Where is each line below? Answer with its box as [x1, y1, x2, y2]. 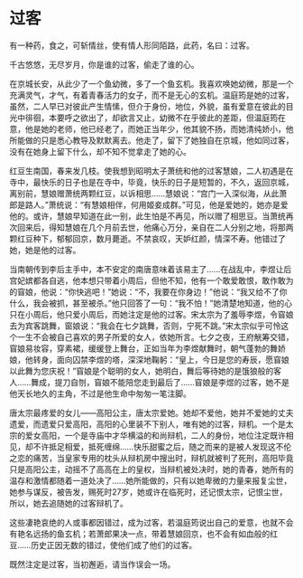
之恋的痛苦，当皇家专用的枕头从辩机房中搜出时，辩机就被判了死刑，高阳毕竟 [9, 452, 294, 463]
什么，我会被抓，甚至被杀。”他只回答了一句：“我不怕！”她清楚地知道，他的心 [9, 298, 293, 308]
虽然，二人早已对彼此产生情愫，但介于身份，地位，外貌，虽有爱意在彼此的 [9, 100, 286, 111]
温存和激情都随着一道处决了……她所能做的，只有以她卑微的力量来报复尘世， [9, 475, 292, 486]
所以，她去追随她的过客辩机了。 [9, 497, 128, 508]
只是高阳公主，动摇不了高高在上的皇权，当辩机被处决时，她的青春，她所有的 [9, 463, 294, 475]
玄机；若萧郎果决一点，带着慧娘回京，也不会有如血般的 [64, 528, 271, 539]
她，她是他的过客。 [9, 244, 81, 255]
